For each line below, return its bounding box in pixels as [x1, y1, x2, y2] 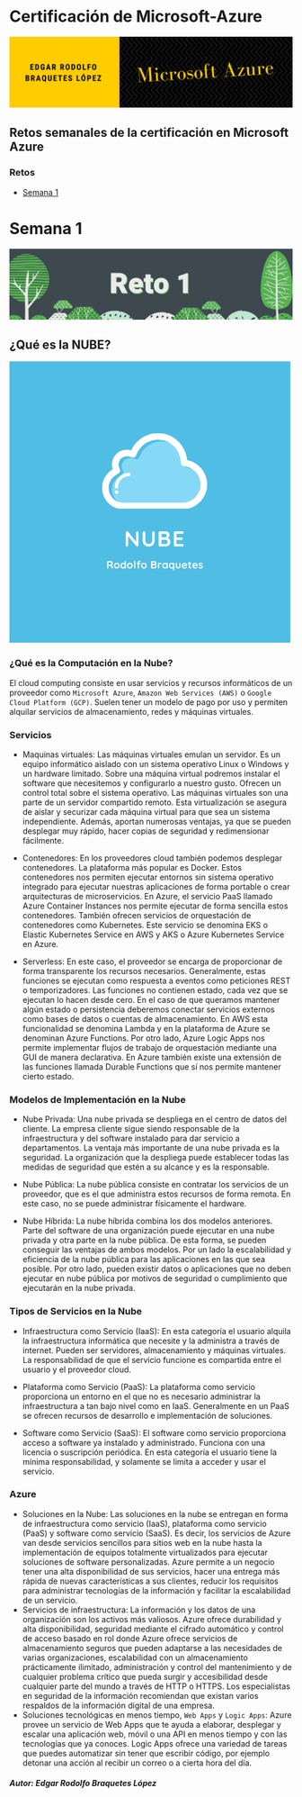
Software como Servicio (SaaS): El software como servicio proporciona [22, 1427, 286, 1438]
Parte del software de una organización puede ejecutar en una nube [22, 1225, 275, 1236]
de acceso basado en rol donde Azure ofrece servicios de [22, 1632, 238, 1644]
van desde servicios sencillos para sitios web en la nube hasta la [22, 1537, 262, 1548]
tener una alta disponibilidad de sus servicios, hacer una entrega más [22, 1566, 280, 1576]
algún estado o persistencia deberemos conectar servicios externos [22, 1004, 276, 1015]
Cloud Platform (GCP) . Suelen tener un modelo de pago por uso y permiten [9, 696, 289, 708]
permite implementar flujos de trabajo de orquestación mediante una [22, 1042, 277, 1052]
